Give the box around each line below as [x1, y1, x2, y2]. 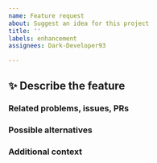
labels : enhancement [8, 34, 78, 43]
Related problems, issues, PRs [8, 102, 130, 114]
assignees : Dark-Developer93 [8, 42, 106, 50]
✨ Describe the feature [8, 78, 126, 93]
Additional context [8, 146, 83, 157]
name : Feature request [8, 11, 85, 20]
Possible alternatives [8, 124, 93, 136]
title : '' [8, 27, 42, 35]
